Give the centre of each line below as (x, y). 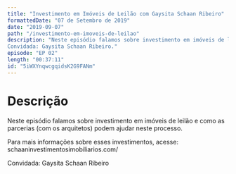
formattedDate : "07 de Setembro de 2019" (69, 20)
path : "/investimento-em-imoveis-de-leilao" (73, 33)
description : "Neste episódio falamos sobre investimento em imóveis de (116, 40)
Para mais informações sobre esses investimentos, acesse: (93, 142)
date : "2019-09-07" (36, 27)
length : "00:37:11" (36, 60)
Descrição (38, 101)
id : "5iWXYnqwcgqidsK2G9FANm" (52, 66)
